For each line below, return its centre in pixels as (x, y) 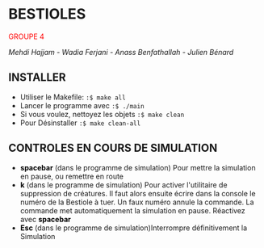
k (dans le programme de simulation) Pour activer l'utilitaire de (124, 185)
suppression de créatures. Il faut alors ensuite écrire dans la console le (138, 193)
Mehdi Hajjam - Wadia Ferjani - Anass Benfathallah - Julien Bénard (121, 52)
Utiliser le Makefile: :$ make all (73, 97)
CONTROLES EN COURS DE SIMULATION (113, 148)
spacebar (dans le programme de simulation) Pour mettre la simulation (138, 167)
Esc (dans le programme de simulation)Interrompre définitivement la (134, 228)
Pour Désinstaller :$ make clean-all (80, 123)
